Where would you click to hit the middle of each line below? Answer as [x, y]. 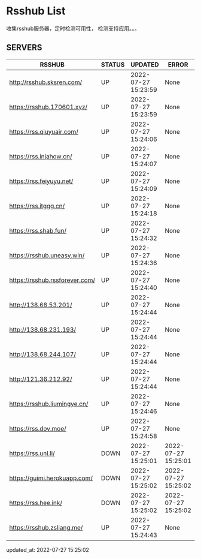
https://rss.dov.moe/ [38, 428]
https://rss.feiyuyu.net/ [41, 181]
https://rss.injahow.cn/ [41, 156]
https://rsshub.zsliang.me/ [46, 527]
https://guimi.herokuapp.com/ [51, 478]
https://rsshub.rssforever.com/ [52, 280]
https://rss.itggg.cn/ [37, 206]
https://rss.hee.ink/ [36, 503]
